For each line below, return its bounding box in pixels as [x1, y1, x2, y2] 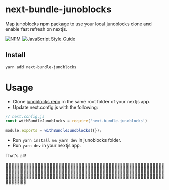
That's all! [5, 153, 26, 159]
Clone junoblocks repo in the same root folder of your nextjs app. [12, 98, 151, 104]
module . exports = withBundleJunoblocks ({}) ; [5, 128, 102, 133]
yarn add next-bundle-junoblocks [5, 64, 77, 70]
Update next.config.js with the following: [12, 104, 98, 110]
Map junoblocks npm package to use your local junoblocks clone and [5, 20, 152, 27]
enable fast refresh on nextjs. [5, 26, 68, 32]
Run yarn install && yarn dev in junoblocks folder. [12, 137, 122, 143]
